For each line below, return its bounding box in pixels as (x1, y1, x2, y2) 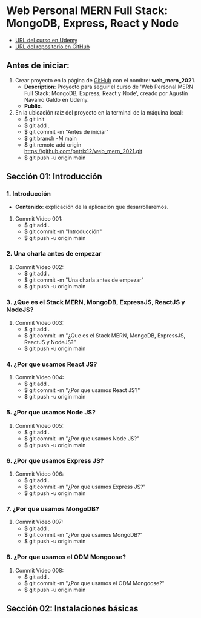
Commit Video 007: (15, 519, 64, 526)
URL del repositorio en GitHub (15, 43, 90, 50)
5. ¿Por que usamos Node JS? (6, 408, 96, 417)
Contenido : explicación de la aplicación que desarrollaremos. (15, 204, 169, 211)
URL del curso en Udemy (15, 36, 77, 44)
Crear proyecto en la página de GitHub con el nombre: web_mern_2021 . (15, 76, 196, 84)
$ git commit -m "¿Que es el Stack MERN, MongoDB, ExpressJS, (24, 332, 186, 339)
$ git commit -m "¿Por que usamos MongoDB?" (24, 531, 143, 539)
